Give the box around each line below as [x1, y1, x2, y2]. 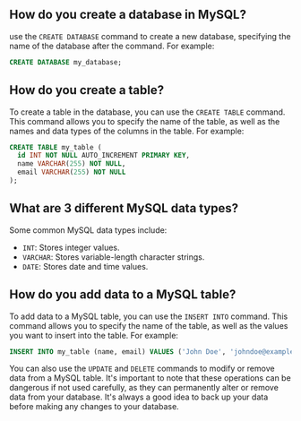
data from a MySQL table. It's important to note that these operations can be [9, 373, 291, 383]
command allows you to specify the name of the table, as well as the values [9, 320, 288, 331]
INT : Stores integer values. [21, 242, 120, 253]
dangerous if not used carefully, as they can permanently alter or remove [9, 382, 279, 393]
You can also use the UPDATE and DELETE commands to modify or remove [9, 363, 275, 374]
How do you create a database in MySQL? [9, 7, 246, 22]
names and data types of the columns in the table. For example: [9, 125, 245, 136]
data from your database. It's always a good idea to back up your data [9, 391, 269, 402]
